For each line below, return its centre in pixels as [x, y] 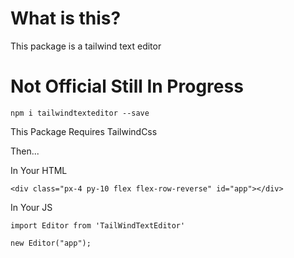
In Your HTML [39, 170]
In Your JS [31, 207]
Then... [25, 151]
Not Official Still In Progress [127, 86]
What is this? [66, 18]
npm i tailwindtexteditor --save [80, 113]
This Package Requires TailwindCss [84, 131]
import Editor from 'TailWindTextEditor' [98, 225]
